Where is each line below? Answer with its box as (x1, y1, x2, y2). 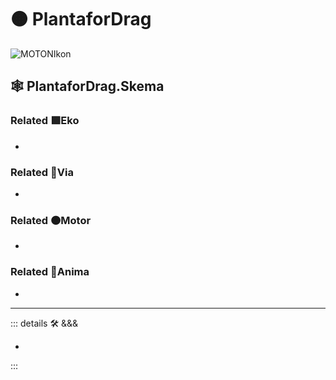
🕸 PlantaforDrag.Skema (10, 78, 165, 95)
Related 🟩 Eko (10, 114, 80, 128)
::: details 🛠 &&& (10, 317, 79, 329)
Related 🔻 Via (10, 165, 74, 179)
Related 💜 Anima (10, 265, 90, 279)
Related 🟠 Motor (10, 213, 92, 227)
